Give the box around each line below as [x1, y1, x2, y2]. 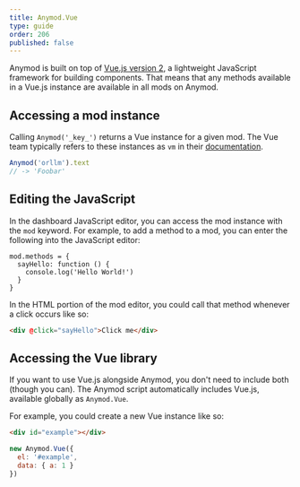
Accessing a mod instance [9, 108, 160, 123]
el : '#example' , [17, 453, 78, 462]
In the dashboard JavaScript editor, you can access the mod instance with [9, 215, 283, 226]
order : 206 [9, 30, 50, 39]
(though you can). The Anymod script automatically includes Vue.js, [9, 384, 260, 395]
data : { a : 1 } [17, 461, 74, 470]
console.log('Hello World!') [25, 267, 134, 276]
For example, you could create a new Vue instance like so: [9, 411, 224, 422]
